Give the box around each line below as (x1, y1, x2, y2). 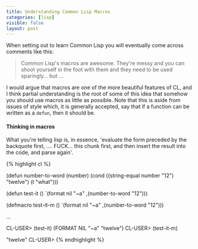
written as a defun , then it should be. (6, 109, 95, 116)
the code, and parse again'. (6, 149, 73, 156)
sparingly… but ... (20, 72, 64, 79)
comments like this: (6, 48, 54, 56)
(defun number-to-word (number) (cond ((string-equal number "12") (6, 172, 174, 179)
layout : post (6, 25, 39, 32)
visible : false (6, 20, 44, 26)
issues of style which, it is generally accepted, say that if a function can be (6, 103, 190, 110)
